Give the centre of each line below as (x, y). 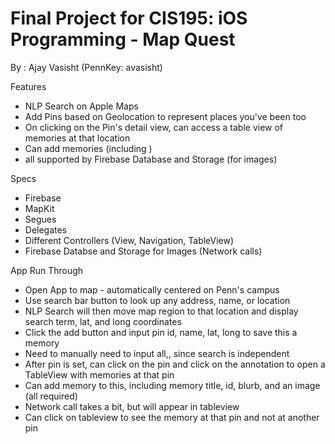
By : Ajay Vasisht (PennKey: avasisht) (86, 67)
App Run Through (47, 270)
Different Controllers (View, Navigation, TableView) (129, 240)
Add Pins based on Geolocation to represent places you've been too (165, 116)
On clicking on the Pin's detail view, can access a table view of (154, 127)
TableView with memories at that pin (99, 374)
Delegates (46, 229)
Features (28, 86)
